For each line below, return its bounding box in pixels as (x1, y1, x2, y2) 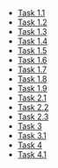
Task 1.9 (17, 84, 47, 93)
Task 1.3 (17, 27, 47, 36)
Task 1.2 (17, 17, 47, 28)
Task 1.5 (17, 45, 47, 56)
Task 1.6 (17, 55, 47, 65)
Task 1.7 (17, 64, 47, 75)
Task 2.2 (17, 102, 49, 112)
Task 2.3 (17, 111, 49, 122)
